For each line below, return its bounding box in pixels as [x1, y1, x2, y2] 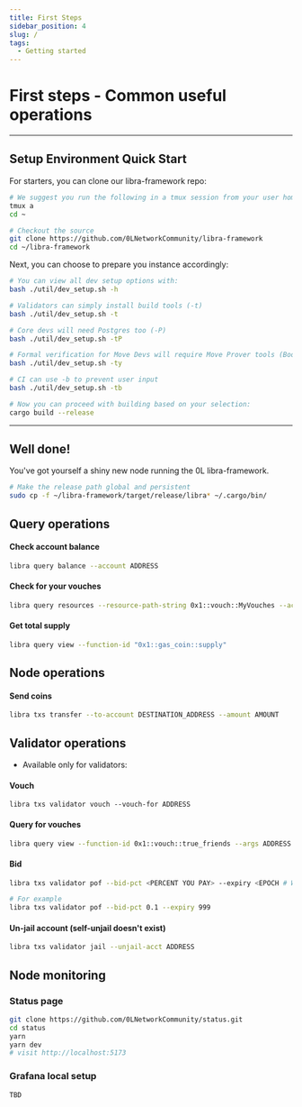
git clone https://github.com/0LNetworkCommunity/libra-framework [9, 234, 263, 243]
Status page [9, 994, 64, 1007]
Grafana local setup [9, 1070, 97, 1083]
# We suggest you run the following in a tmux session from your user [9, 193, 280, 202]
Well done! [9, 442, 71, 457]
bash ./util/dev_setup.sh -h [9, 285, 119, 294]
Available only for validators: [22, 759, 128, 771]
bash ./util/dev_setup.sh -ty [9, 359, 123, 368]
